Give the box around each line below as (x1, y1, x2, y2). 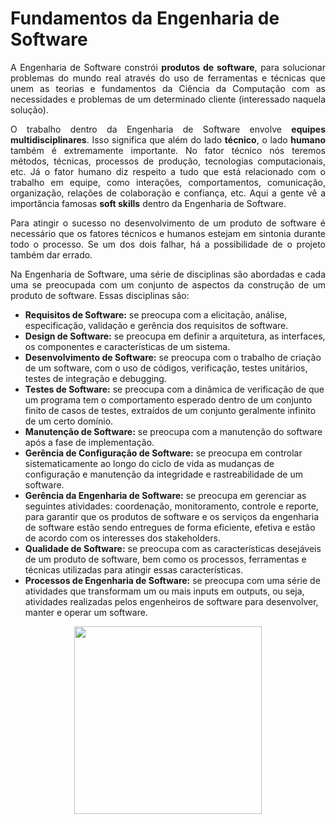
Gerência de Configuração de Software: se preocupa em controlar (24, 447, 303, 459)
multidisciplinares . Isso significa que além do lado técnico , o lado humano (10, 133, 326, 146)
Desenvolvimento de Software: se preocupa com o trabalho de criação (24, 351, 322, 363)
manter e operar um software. (24, 606, 148, 618)
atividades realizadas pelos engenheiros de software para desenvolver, (24, 595, 319, 607)
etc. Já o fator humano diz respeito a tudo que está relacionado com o (10, 165, 326, 177)
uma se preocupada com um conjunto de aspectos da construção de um (10, 278, 326, 291)
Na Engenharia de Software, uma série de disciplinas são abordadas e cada (10, 268, 326, 280)
